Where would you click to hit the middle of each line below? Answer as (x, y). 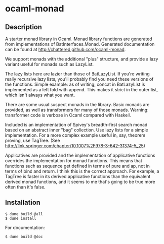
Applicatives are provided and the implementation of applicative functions (80, 155)
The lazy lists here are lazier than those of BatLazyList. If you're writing (77, 74)
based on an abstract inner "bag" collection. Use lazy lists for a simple (77, 130)
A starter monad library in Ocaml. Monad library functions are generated (79, 39)
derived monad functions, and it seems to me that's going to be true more (80, 182)
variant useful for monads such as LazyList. (49, 64)
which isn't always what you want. (40, 95)
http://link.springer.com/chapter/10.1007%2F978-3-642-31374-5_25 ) (75, 146)
